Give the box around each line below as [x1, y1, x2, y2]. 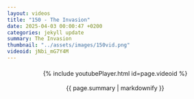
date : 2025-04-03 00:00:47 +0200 [7, 23, 103, 29]
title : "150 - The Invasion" [7, 16, 90, 23]
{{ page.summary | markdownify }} [66, 83, 165, 92]
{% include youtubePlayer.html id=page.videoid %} [43, 69, 188, 77]
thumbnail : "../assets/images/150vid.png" [7, 42, 130, 48]
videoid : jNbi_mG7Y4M [7, 48, 69, 55]
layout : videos [7, 10, 51, 17]
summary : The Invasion [7, 36, 72, 42]
